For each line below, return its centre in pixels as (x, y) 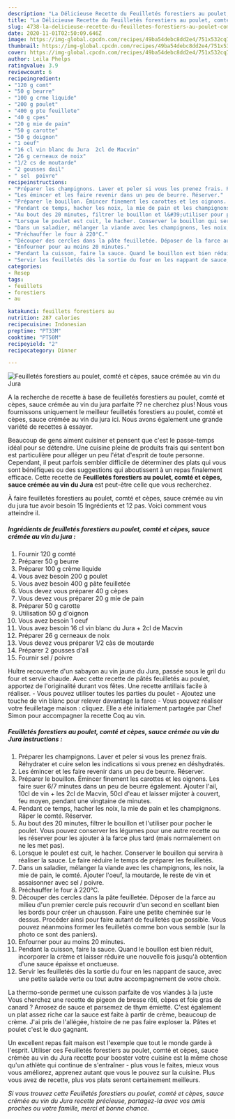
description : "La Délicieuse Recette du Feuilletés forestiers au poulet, (119, 14)
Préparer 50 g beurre (48, 561)
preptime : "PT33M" (35, 331)
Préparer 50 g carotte (49, 606)
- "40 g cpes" (29, 117)
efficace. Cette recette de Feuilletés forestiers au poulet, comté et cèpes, (115, 478)
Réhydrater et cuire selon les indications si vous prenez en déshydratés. (121, 764)
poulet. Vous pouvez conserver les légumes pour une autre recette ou (119, 831)
